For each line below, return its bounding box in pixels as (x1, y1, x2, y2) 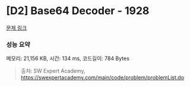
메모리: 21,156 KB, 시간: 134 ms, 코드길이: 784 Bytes (6, 55, 129, 62)
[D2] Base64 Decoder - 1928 (6, 4, 150, 18)
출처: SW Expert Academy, (20, 68, 85, 75)
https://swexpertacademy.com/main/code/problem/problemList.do (20, 74, 185, 81)
